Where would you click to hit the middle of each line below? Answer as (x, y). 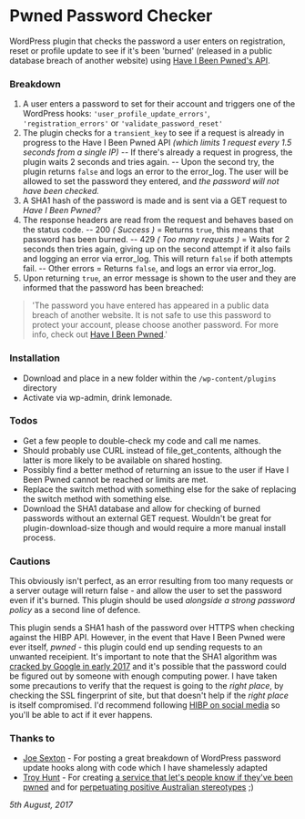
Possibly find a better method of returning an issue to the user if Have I (156, 469)
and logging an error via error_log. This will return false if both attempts (158, 259)
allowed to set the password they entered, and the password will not (151, 181)
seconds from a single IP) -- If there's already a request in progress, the (158, 152)
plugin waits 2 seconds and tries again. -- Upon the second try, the (148, 162)
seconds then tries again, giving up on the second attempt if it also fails (157, 249)
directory (40, 387)
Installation (35, 358)
